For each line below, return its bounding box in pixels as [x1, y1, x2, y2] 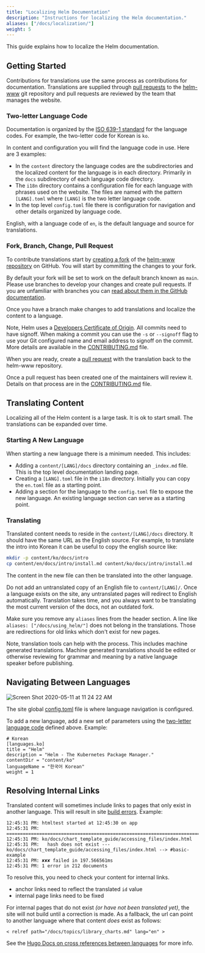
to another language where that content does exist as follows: [6, 917, 162, 924]
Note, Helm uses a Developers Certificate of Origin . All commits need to [6, 324, 187, 331]
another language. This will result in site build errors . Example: [6, 808, 163, 816]
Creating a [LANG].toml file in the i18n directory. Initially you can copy [15, 474, 190, 482]
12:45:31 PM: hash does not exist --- [6, 841, 111, 848]
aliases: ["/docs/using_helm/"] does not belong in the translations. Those [6, 621, 196, 629]
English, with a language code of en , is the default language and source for [6, 220, 194, 227]
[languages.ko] [6, 741, 45, 747]
